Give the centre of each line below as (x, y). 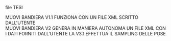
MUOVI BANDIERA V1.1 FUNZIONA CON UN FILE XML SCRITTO (72, 17)
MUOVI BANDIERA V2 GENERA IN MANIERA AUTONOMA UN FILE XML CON (86, 28)
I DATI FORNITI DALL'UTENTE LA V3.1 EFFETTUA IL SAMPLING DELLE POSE (86, 34)
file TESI (14, 7)
